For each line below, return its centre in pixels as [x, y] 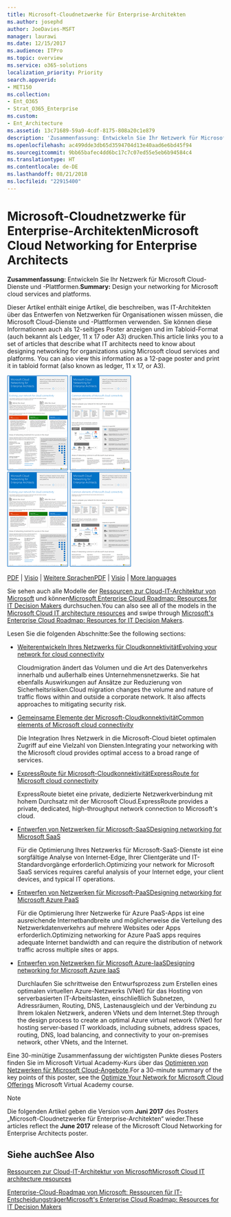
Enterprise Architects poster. [47, 1133]
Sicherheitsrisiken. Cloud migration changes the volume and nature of [115, 689]
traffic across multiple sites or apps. [68, 949]
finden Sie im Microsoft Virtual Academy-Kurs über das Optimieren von [108, 1062]
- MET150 [20, 87]
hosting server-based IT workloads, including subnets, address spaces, [119, 1027]
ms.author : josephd [35, 22]
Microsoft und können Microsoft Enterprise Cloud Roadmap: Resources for [112, 598]
